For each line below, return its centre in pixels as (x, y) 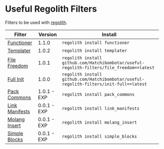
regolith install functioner (96, 43)
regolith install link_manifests (101, 108)
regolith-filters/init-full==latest (104, 84)
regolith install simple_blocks (100, 136)
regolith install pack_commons (98, 94)
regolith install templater (94, 50)
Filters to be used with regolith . (36, 22)
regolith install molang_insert (100, 122)
